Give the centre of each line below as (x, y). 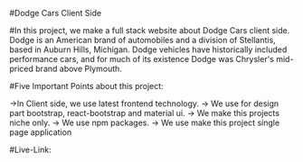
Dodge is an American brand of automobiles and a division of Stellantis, (142, 40)
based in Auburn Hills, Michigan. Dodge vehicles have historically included (148, 49)
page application (41, 132)
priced (22, 68)
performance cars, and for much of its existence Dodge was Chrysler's (142, 59)
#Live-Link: (30, 149)
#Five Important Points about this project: (87, 86)
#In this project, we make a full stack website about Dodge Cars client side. (150, 30)
